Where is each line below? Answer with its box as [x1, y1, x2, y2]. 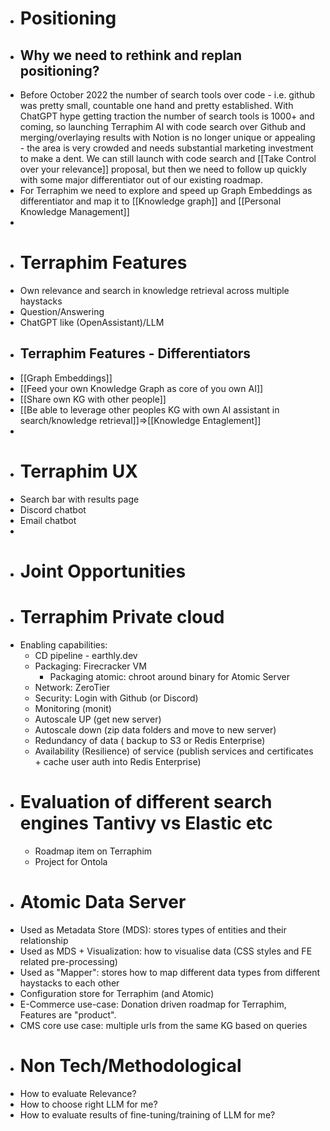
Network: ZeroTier [34, 681, 110, 693]
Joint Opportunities [19, 560, 187, 582]
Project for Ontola [34, 855, 108, 867]
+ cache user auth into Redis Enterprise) [34, 755, 202, 767]
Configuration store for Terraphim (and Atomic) [19, 987, 215, 999]
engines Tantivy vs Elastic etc [19, 812, 273, 834]
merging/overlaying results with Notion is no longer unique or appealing [19, 132, 316, 143]
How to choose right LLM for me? [19, 1098, 158, 1110]
